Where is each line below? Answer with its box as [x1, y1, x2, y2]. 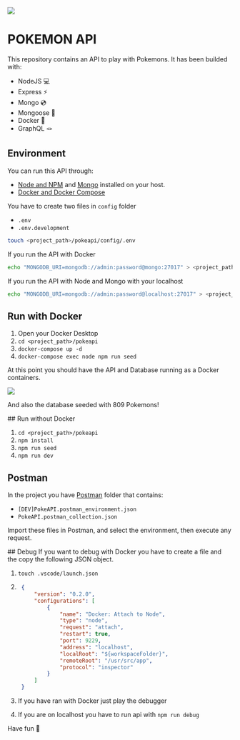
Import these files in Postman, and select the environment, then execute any [7, 526, 231, 534]
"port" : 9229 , [59, 637, 101, 644]
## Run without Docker [7, 414, 76, 423]
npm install [17, 437, 54, 444]
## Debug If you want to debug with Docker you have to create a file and [7, 547, 222, 556]
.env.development [17, 224, 70, 231]
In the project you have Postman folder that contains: [7, 491, 164, 499]
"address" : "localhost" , [59, 644, 134, 651]
